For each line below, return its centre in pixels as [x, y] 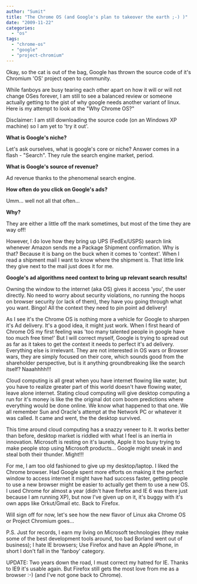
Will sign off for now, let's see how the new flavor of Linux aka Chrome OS [96, 515]
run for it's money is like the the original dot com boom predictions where [95, 399]
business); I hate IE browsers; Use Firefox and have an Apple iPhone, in [93, 545]
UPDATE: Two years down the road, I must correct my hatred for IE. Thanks [97, 562]
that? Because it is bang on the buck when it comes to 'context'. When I [93, 253]
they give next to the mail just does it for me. [60, 266]
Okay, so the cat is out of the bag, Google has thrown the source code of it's [98, 72]
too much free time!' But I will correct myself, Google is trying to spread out [97, 338]
